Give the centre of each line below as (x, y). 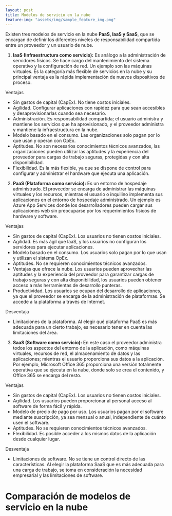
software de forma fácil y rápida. (47, 406)
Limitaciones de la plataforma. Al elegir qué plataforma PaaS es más (85, 322)
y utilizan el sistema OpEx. (41, 258)
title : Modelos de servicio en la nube (48, 15)
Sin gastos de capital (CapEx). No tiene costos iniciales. (72, 102)
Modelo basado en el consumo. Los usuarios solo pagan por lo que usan (90, 253)
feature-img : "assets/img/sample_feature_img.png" (61, 20)
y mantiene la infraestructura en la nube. (56, 130)
